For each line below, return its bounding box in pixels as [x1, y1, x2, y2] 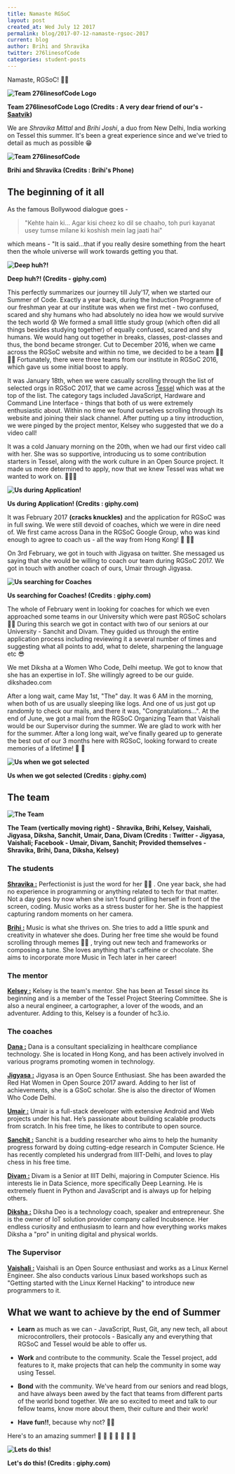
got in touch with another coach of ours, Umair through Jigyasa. [7, 564, 193, 572]
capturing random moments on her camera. [7, 910, 133, 918]
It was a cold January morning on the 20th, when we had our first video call [7, 442, 227, 451]
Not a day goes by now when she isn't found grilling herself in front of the [7, 894, 221, 903]
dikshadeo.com [7, 678, 52, 686]
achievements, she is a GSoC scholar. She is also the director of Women [7, 1086, 216, 1094]
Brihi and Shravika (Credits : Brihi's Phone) [7, 166, 135, 174]
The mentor [7, 971, 48, 981]
